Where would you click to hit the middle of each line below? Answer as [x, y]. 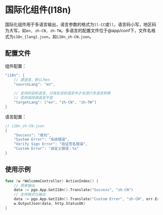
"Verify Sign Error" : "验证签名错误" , [51, 144]
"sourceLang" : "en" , [34, 84]
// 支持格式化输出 [30, 195]
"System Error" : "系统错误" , [42, 140]
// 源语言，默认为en [32, 80]
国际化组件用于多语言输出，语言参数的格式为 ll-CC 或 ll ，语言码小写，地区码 [81, 24]
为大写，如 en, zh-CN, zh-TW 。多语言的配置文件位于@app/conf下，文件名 [78, 30]
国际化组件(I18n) [38, 10]
